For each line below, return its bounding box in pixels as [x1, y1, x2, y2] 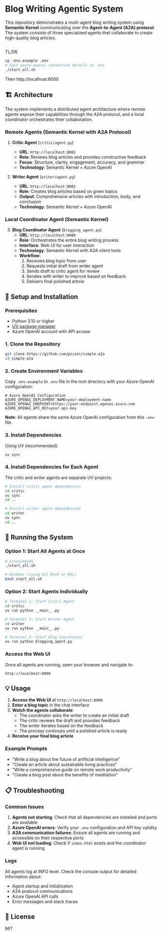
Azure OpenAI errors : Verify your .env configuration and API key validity [12, 825, 157, 831]
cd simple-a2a [5, 356, 34, 361]
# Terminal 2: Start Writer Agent [5, 617, 75, 622]
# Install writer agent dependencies [5, 506, 81, 511]
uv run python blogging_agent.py [5, 639, 73, 644]
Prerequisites [5, 307, 37, 314]
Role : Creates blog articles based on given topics [19, 188, 118, 195]
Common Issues [5, 804, 44, 810]
